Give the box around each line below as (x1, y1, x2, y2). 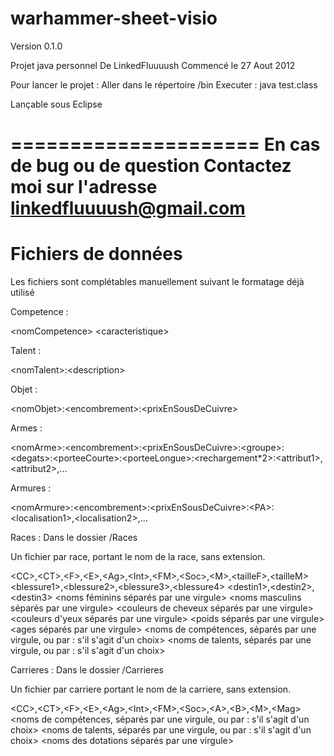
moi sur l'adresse (10, 176, 158, 199)
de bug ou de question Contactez (10, 155, 292, 177)
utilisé (10, 287, 35, 299)
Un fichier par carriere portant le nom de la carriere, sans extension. (10, 683, 292, 696)
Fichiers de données (10, 243, 183, 266)
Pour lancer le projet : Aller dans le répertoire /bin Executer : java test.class (10, 78, 318, 91)
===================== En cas (10, 133, 321, 156)
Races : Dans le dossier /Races (10, 532, 138, 544)
